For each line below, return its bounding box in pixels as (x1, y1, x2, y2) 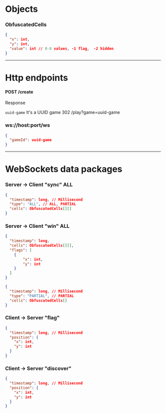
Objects (5, 3, 38, 15)
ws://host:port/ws (5, 122, 50, 129)
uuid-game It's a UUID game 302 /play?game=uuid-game (5, 109, 120, 115)
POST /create (5, 89, 34, 95)
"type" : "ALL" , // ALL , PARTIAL (9, 202, 77, 206)
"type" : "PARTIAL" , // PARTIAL (9, 293, 74, 298)
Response (5, 100, 26, 106)
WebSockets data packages (5, 163, 123, 175)
